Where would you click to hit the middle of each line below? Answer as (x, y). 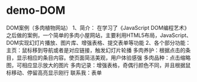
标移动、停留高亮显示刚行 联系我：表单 (54, 72)
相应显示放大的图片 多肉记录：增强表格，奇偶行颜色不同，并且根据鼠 (106, 65)
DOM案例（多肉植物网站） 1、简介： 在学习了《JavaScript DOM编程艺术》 (98, 28)
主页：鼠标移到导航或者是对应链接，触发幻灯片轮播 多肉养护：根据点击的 (96, 50)
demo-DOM (36, 10)
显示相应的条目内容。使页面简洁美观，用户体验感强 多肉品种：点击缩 (101, 57)
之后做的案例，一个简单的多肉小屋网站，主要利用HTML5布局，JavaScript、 (99, 35)
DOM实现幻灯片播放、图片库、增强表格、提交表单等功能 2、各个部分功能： (98, 42)
